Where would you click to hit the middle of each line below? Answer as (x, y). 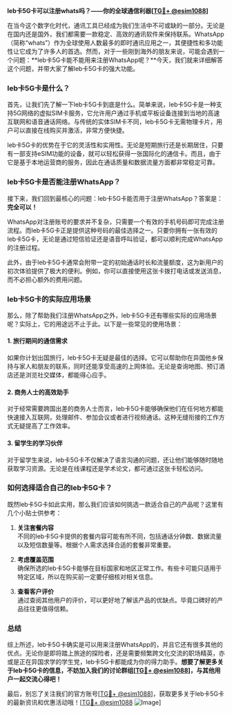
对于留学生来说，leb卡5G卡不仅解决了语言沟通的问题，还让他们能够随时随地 (115, 460)
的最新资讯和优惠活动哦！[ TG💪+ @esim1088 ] (84, 703)
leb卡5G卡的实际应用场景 (49, 299)
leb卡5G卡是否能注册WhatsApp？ (64, 182)
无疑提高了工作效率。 (43, 426)
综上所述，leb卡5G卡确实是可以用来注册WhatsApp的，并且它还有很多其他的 (115, 645)
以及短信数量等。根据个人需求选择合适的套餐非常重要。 (96, 545)
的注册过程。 (25, 247)
